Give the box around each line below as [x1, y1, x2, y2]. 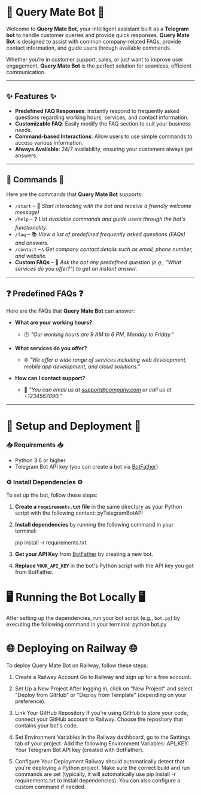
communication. [6, 68, 46, 75]
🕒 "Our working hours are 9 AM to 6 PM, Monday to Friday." [23, 331, 174, 338]
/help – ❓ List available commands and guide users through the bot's [14, 215, 186, 222]
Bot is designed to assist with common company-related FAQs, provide [6, 38, 181, 45]
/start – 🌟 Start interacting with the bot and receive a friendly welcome [14, 202, 192, 209]
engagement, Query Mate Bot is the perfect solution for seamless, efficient [6, 62, 191, 69]
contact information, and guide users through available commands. [6, 44, 172, 51]
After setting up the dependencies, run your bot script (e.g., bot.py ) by [6, 614, 181, 622]
